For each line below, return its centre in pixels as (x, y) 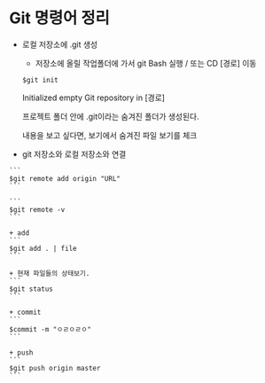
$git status (31, 289)
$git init (40, 80)
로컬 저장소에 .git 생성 (60, 44)
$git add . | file (43, 248)
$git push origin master (55, 368)
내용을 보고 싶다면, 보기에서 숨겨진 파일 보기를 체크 (109, 135)
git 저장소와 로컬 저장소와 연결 (74, 154)
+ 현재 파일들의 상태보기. (50, 273)
